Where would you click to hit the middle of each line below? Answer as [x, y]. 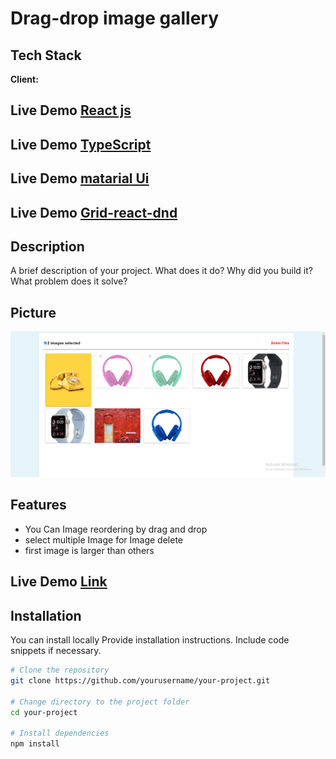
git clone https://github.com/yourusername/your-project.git [140, 680]
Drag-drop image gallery [115, 18]
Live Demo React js [71, 110]
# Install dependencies [60, 733]
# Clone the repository [60, 670]
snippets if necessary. [56, 650]
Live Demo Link [59, 582]
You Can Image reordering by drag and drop [116, 529]
